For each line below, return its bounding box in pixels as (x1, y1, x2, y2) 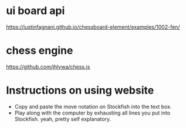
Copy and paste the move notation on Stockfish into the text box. (14, 103, 172, 110)
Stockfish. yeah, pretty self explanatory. (14, 115, 111, 122)
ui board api (6, 4, 65, 18)
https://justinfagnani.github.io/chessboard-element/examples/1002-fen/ (6, 23, 180, 30)
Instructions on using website (6, 84, 154, 97)
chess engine (6, 44, 73, 57)
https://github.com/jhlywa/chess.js (6, 63, 90, 70)
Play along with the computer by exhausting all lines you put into (14, 109, 171, 116)
